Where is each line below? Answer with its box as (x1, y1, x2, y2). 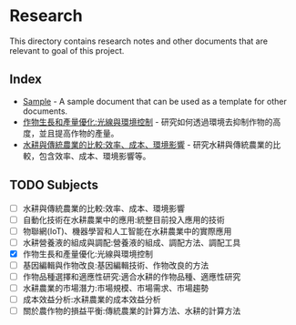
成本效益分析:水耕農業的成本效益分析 (22, 294, 161, 305)
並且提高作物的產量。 (38, 127, 119, 138)
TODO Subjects (9, 178, 98, 193)
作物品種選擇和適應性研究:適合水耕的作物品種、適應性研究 (22, 270, 241, 282)
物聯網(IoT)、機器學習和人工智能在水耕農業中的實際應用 (22, 225, 232, 237)
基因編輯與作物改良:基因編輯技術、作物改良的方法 (22, 259, 209, 270)
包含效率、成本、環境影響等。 (38, 150, 151, 161)
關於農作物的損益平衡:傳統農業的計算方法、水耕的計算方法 (22, 306, 241, 317)
